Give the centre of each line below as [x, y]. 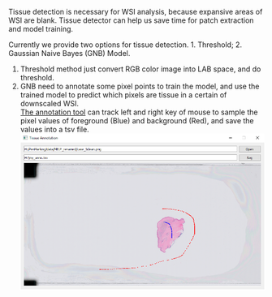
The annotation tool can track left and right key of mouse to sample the [139, 112]
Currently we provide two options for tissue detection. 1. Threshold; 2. [125, 45]
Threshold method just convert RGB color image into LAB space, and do [140, 69]
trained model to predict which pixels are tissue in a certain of [123, 95]
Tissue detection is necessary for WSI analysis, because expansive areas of [136, 12]
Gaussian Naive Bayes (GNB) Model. [69, 53]
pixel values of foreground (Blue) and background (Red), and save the [137, 121]
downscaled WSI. [50, 103]
